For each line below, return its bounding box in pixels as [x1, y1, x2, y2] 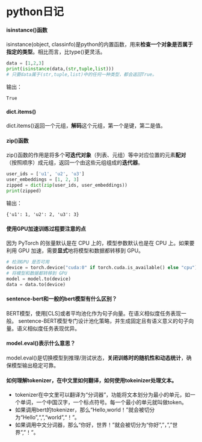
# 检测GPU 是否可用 [6, 259, 50, 265]
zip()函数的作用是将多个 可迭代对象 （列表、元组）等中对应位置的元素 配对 [6, 151, 186, 159]
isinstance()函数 [6, 26, 48, 33]
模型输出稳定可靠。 [11, 361, 59, 369]
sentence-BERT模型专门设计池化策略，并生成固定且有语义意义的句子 [17, 317, 189, 325]
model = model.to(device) [6, 276, 71, 282]
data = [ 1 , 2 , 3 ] [6, 60, 44, 66]
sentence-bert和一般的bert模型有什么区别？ [6, 295, 117, 302]
